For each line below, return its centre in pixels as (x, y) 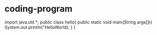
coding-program (39, 9)
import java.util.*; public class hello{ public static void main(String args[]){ (78, 22)
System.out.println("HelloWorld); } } (40, 27)
